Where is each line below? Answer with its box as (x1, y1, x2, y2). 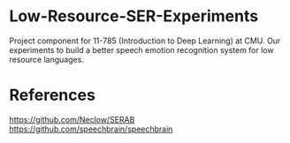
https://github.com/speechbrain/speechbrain (9, 124, 173, 134)
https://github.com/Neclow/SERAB (9, 114, 135, 124)
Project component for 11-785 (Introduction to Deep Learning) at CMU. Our (9, 35, 281, 46)
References (9, 86, 95, 105)
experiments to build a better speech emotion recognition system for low (9, 44, 274, 55)
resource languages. (9, 54, 84, 64)
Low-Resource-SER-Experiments (9, 6, 259, 26)
